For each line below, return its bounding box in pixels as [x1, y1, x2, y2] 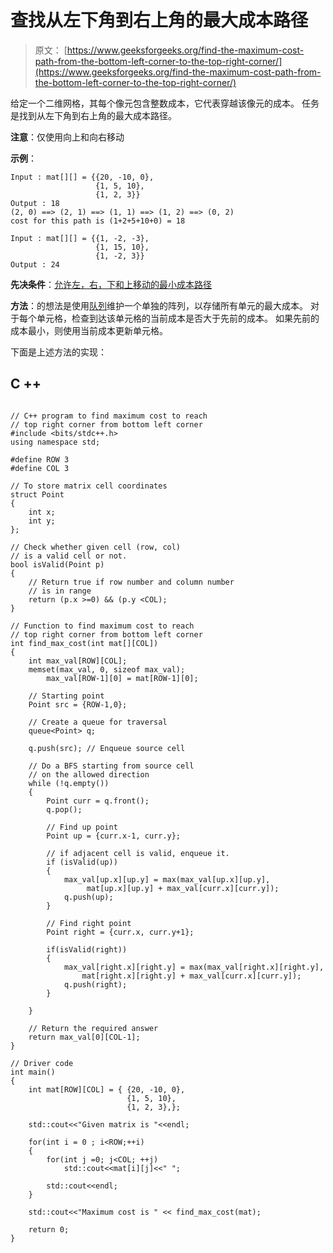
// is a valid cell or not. [10, 551, 128, 561]
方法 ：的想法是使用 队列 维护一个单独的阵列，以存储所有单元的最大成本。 [10, 299, 308, 311]
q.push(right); [63, 979, 128, 990]
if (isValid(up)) [46, 857, 118, 867]
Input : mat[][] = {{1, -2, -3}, [10, 233, 150, 243]
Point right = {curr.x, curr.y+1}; [46, 927, 195, 937]
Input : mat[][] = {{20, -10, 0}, [10, 172, 155, 182]
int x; [28, 507, 56, 517]
